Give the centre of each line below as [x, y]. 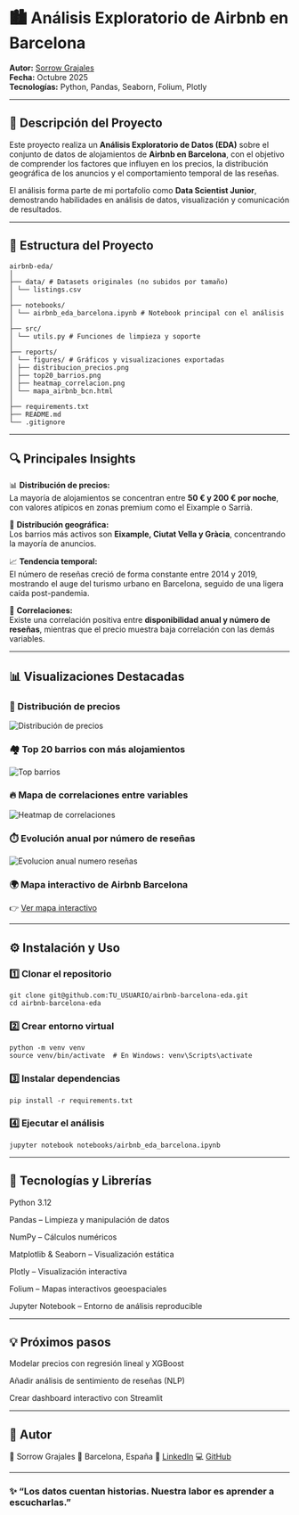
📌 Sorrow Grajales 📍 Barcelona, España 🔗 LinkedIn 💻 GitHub [120, 1457]
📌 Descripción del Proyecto [86, 123]
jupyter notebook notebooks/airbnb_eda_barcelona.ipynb [115, 1145]
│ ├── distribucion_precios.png [69, 367]
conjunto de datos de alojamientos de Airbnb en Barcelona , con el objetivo [147, 154]
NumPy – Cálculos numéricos [63, 1237]
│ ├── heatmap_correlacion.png [67, 383]
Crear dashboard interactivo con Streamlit [86, 1398]
